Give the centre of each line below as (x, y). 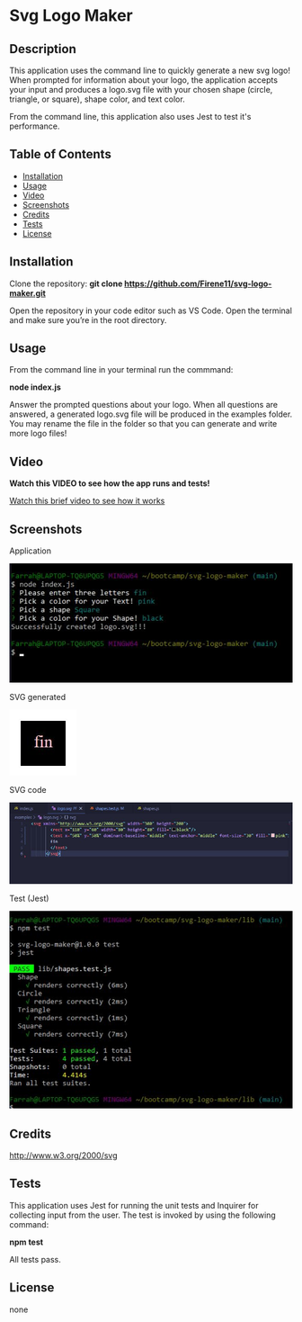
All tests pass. (35, 1259)
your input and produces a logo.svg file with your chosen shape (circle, (141, 90)
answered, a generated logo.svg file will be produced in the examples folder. (151, 414)
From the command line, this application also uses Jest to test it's (130, 117)
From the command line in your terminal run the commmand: (121, 370)
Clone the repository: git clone (66, 283)
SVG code (28, 790)
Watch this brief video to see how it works (87, 501)
